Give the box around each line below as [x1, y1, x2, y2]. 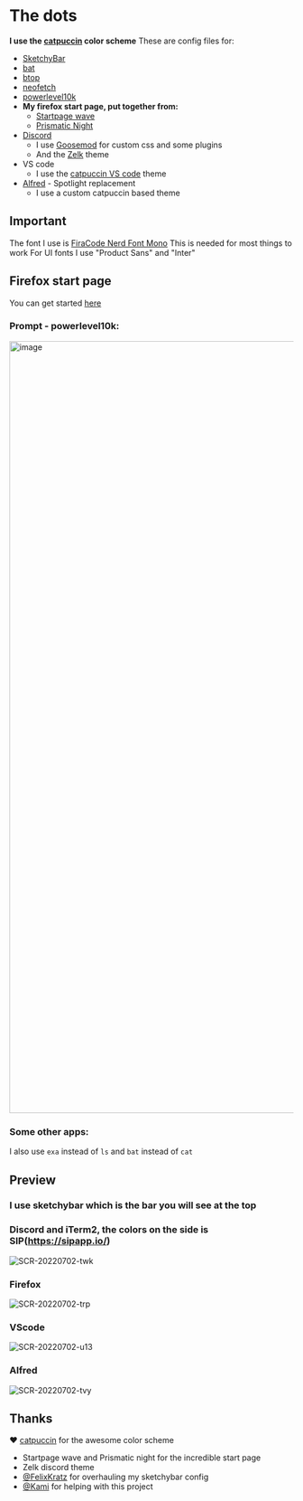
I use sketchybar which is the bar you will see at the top [9, 1199, 257, 1212]
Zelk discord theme [22, 1462, 95, 1473]
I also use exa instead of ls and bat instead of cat [9, 1146, 194, 1157]
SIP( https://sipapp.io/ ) [9, 1235, 111, 1248]
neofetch [22, 81, 57, 92]
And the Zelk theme [35, 148, 110, 159]
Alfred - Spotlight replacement [22, 177, 136, 188]
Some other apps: [9, 1125, 89, 1138]
